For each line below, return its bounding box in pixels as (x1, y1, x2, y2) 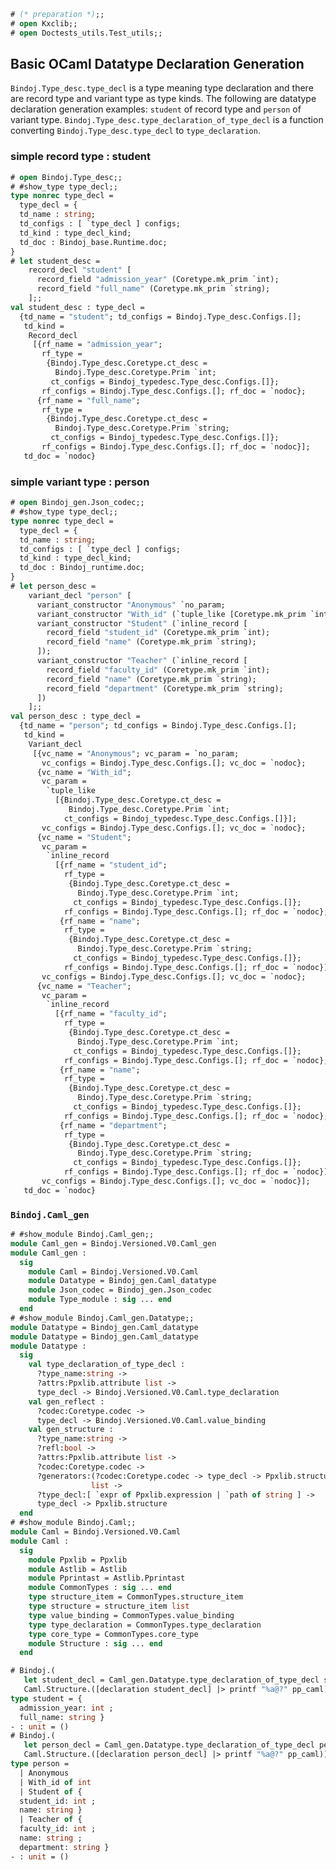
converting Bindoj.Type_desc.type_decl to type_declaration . (10, 125, 261, 137)
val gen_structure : (28, 1425, 114, 1435)
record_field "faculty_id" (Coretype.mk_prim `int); (46, 665, 271, 675)
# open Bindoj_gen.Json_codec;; (10, 498, 145, 508)
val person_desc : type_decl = (10, 711, 141, 722)
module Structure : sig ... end (28, 1638, 163, 1649)
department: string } (19, 1842, 110, 1852)
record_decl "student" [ (28, 265, 132, 275)
